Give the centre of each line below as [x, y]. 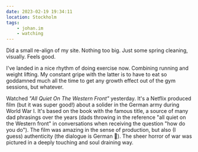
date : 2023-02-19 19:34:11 [39, 12]
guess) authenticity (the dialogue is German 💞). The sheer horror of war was [99, 136]
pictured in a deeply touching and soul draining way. [70, 143]
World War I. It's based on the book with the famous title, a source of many [97, 111]
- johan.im [30, 28]
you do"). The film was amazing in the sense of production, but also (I [91, 130]
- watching [30, 34]
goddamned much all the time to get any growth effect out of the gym [91, 81]
